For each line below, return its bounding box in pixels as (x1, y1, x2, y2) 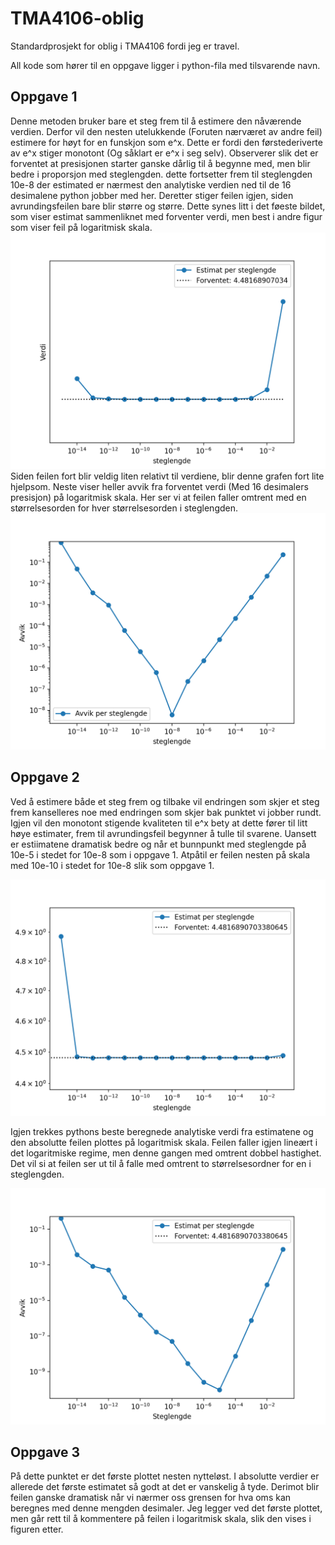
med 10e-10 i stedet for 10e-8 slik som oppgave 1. (10, 859, 215, 871)
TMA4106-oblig (10, 7, 145, 30)
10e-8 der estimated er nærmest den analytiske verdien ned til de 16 (10, 178, 292, 191)
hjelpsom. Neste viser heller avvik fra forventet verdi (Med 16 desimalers (10, 480, 309, 492)
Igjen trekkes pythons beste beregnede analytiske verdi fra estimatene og (10, 1125, 314, 1137)
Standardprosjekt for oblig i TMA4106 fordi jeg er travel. (10, 40, 240, 52)
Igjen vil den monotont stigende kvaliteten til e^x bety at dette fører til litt (10, 817, 308, 829)
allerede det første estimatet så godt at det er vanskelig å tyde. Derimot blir (10, 1481, 320, 1493)
